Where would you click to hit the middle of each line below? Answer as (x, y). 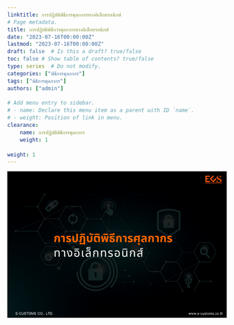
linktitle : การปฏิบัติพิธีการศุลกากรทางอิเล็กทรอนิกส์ (64, 15)
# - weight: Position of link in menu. (65, 118)
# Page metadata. (32, 22)
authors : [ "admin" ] (36, 88)
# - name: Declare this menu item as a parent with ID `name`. (101, 111)
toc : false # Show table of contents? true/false (81, 59)
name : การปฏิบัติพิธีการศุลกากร (52, 133)
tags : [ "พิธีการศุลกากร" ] (37, 81)
